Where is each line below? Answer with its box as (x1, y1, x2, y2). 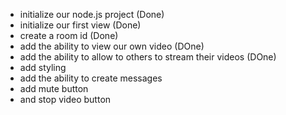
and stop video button (19, 94, 112, 105)
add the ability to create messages (19, 72, 163, 84)
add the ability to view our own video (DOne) (19, 40, 205, 52)
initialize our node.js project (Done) (19, 9, 165, 20)
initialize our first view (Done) (19, 19, 142, 31)
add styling (19, 62, 67, 73)
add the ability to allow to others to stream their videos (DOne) (19, 51, 277, 63)
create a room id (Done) (19, 30, 119, 41)
